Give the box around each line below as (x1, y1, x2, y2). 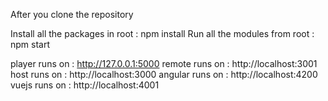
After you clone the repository (10, 9, 134, 20)
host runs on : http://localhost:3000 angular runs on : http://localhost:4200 (10, 69, 318, 80)
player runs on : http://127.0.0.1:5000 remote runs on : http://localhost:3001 (10, 58, 318, 69)
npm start (10, 39, 51, 50)
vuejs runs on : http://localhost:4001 (10, 79, 160, 91)
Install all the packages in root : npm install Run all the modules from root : (10, 28, 315, 39)
